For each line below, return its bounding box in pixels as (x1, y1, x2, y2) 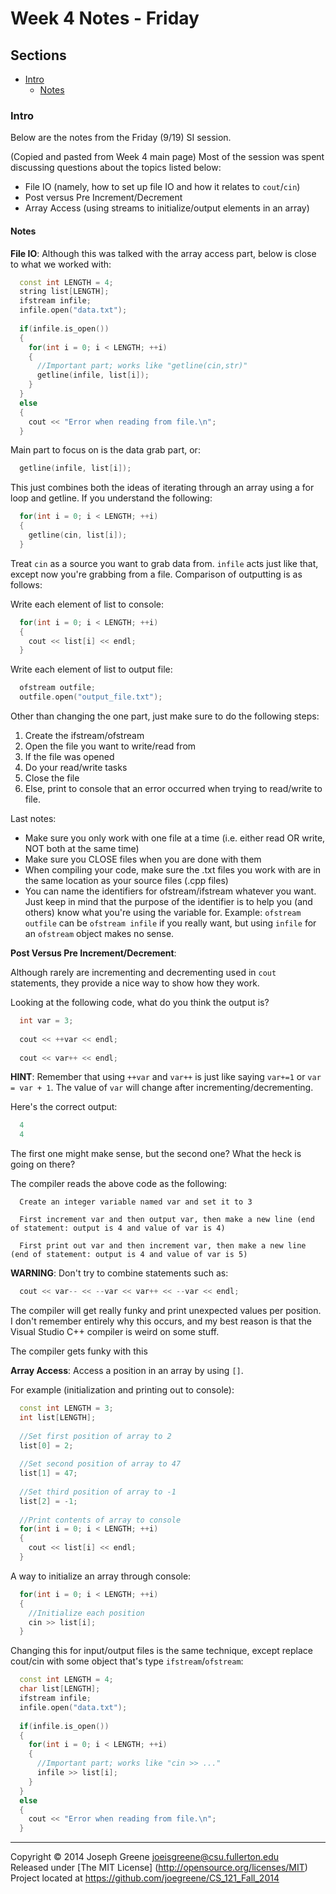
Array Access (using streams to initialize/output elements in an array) (24, 202, 310, 214)
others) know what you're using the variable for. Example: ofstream (24, 907, 302, 918)
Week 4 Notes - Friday (10, 7, 200, 30)
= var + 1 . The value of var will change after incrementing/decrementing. (10, 1082, 314, 1094)
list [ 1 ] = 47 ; (19, 1468, 78, 1479)
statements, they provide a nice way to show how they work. (10, 977, 260, 989)
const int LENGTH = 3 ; (19, 1403, 114, 1413)
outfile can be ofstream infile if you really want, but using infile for (24, 917, 317, 929)
